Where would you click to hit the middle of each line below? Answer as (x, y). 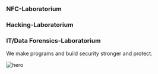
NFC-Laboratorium (34, 9)
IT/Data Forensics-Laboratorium (53, 40)
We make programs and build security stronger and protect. (79, 54)
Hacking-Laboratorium (40, 24)
